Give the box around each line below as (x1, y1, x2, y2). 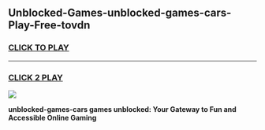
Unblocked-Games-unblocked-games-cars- (8, 6, 232, 20)
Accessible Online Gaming (8, 113, 97, 122)
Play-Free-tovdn (8, 19, 91, 32)
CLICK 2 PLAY (8, 72, 63, 83)
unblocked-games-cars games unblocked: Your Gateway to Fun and (8, 104, 237, 113)
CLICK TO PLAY (8, 43, 69, 54)
